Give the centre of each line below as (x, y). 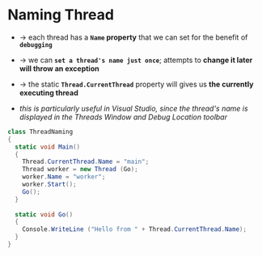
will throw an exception (59, 68)
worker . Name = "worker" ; (64, 177)
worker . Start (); (50, 185)
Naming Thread (61, 15)
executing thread (49, 92)
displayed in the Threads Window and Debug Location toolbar (123, 117)
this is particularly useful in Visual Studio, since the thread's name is (133, 108)
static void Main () (48, 147)
